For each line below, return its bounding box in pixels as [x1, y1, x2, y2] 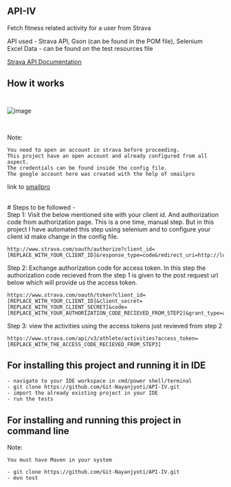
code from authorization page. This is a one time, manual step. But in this [7, 218, 214, 226]
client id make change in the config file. [7, 232, 119, 240]
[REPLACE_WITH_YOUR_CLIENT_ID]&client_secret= [7, 297, 143, 304]
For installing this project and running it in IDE [7, 360, 206, 372]
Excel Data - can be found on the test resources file [7, 44, 153, 52]
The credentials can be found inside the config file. [7, 164, 168, 171]
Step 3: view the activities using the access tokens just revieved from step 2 [7, 321, 223, 330]
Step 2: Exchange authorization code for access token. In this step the [7, 264, 206, 272]
